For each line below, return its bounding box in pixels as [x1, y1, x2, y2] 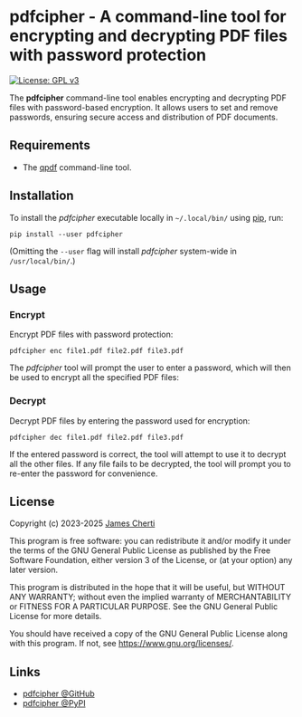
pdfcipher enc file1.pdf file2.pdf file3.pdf [9, 347, 184, 356]
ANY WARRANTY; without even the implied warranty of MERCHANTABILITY [9, 591, 292, 603]
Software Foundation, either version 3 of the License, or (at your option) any [9, 555, 293, 566]
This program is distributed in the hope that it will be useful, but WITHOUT [9, 582, 286, 593]
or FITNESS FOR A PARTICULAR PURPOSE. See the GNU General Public [9, 601, 278, 612]
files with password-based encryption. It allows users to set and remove [9, 101, 278, 112]
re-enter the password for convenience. [9, 468, 158, 479]
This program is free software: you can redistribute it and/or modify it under [9, 536, 291, 547]
